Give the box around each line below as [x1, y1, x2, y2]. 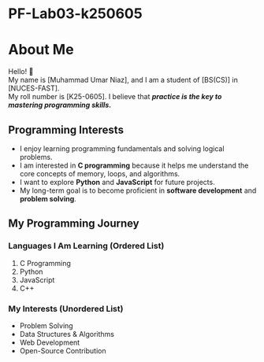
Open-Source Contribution [19, 345, 106, 355]
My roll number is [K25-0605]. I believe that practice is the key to [8, 92, 222, 102]
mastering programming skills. [8, 100, 112, 110]
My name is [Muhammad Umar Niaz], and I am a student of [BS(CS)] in [8, 76, 239, 85]
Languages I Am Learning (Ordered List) [8, 241, 165, 252]
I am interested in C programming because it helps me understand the [19, 161, 249, 170]
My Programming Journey [8, 217, 139, 231]
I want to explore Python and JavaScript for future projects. [19, 177, 215, 187]
